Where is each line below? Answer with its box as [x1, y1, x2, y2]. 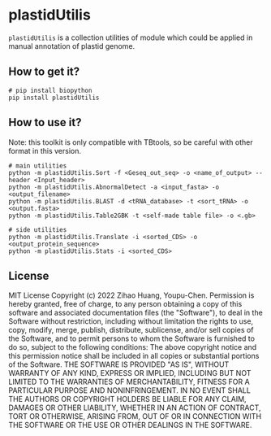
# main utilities [8, 161, 67, 170]
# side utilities [8, 225, 67, 233]
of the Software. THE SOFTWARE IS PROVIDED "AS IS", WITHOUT [8, 360, 230, 369]
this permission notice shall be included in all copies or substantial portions [8, 351, 260, 361]
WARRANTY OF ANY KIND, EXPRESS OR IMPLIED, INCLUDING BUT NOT [8, 368, 252, 378]
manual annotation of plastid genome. [8, 41, 135, 50]
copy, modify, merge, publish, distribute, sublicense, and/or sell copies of [8, 325, 254, 335]
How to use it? [8, 116, 82, 129]
